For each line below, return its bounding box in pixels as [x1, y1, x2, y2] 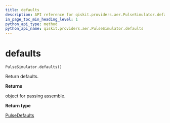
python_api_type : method [5, 21, 58, 27]
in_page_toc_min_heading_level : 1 [5, 17, 78, 22]
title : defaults [5, 7, 39, 13]
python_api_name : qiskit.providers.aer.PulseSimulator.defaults [5, 26, 144, 31]
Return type [5, 103, 31, 109]
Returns [5, 83, 23, 89]
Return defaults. [5, 74, 39, 80]
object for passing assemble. [5, 93, 66, 99]
